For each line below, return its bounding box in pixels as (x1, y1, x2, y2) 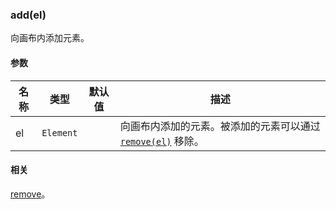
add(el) (10, 8, 47, 22)
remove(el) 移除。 (119, 134, 205, 148)
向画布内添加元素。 (10, 32, 90, 44)
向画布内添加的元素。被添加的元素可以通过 (119, 119, 321, 133)
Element (41, 127, 78, 138)
